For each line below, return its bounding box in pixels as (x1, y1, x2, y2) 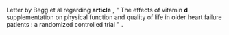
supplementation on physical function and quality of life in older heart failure (6, 13, 222, 21)
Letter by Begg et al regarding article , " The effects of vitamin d (6, 6, 188, 14)
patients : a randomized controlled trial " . (6, 21, 123, 28)
